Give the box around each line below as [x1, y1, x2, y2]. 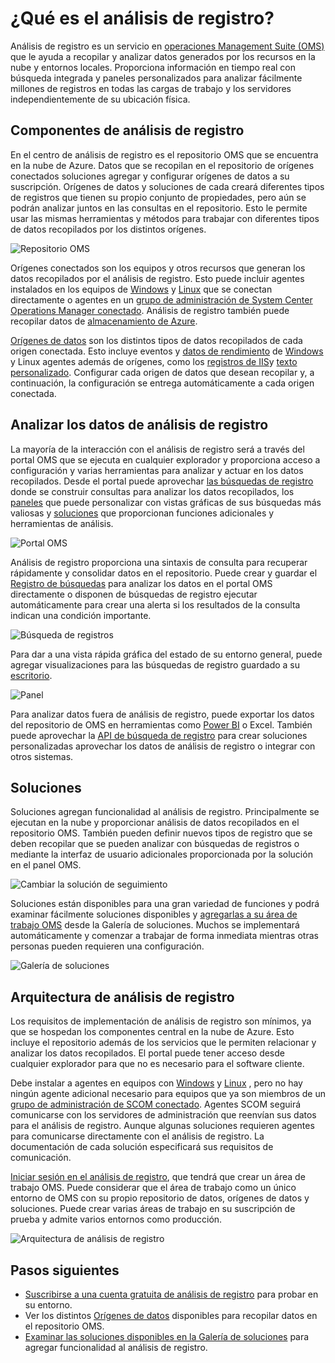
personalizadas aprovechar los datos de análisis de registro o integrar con [10, 740, 316, 752]
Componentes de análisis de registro [10, 122, 245, 139]
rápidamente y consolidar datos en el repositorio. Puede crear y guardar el [10, 567, 318, 579]
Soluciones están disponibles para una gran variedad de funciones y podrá [10, 898, 320, 910]
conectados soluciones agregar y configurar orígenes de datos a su [10, 170, 290, 182]
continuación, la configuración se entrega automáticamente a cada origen [10, 377, 315, 389]
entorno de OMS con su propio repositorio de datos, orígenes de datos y [10, 1192, 310, 1204]
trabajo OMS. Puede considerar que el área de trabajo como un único [10, 1182, 297, 1194]
